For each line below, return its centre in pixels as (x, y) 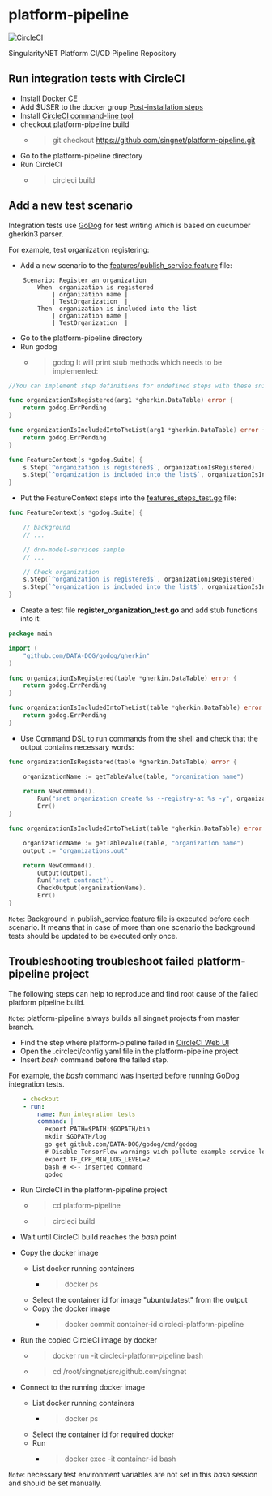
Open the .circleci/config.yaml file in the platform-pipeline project (129, 1051)
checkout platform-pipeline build (74, 124)
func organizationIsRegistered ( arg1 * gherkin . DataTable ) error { (121, 400)
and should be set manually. (55, 1483)
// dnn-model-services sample (74, 550)
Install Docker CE (49, 98)
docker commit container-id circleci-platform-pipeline (154, 1325)
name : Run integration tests (87, 1114)
